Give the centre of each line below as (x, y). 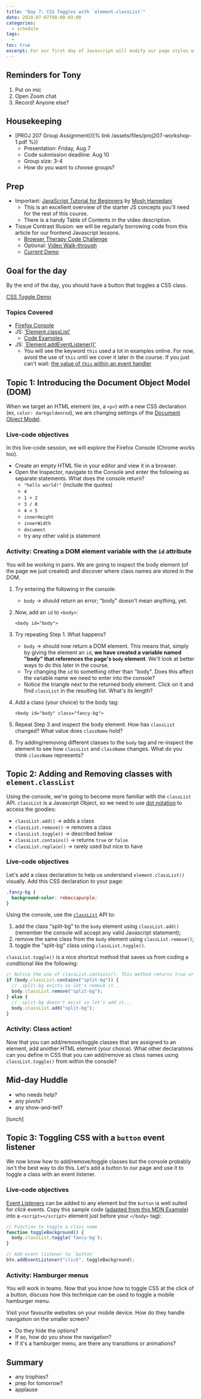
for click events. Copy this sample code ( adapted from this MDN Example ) (98, 1209)
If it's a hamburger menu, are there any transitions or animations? (95, 1343)
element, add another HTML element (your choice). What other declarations (100, 1048)
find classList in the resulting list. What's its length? (88, 690)
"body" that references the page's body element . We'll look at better (109, 658)
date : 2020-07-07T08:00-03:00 (44, 17)
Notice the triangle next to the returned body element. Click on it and (109, 684)
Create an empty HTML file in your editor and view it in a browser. (96, 466)
